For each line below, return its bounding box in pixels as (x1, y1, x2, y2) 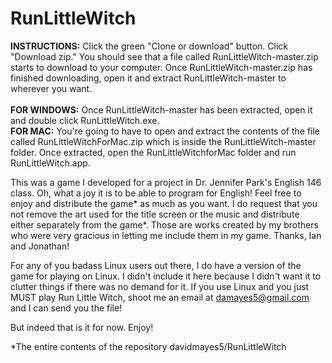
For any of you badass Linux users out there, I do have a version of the (10, 259, 302, 271)
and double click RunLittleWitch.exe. (10, 114, 160, 126)
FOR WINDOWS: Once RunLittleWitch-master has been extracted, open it (10, 103, 313, 116)
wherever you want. (10, 82, 93, 94)
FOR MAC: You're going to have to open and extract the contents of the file (10, 125, 321, 137)
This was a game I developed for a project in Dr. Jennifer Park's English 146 (10, 176, 322, 188)
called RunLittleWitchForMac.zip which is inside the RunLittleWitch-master (10, 135, 317, 147)
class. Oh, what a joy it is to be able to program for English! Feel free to (10, 187, 302, 199)
